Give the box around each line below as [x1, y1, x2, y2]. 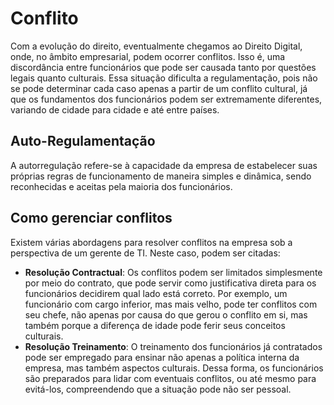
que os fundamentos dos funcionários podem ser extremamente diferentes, [10, 93, 323, 105]
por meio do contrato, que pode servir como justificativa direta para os [24, 277, 317, 289]
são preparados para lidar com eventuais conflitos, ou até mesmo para [24, 372, 317, 384]
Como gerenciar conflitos [10, 210, 173, 227]
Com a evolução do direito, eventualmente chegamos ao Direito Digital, [10, 40, 303, 52]
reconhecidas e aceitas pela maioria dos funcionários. [10, 180, 233, 192]
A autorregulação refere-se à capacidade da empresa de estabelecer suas [10, 159, 318, 171]
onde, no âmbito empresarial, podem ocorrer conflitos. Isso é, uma [10, 50, 286, 62]
